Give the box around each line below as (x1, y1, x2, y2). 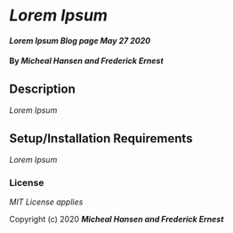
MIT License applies (9, 197, 84, 207)
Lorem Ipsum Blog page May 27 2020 (9, 35, 151, 45)
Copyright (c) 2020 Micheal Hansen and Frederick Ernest (9, 214, 224, 225)
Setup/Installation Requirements (9, 131, 193, 146)
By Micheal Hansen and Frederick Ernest (9, 55, 165, 67)
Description (9, 81, 76, 96)
